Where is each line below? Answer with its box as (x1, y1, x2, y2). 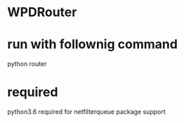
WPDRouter (7, 4, 77, 20)
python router (7, 60, 47, 68)
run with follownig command (7, 37, 178, 53)
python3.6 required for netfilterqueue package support (7, 108, 166, 116)
